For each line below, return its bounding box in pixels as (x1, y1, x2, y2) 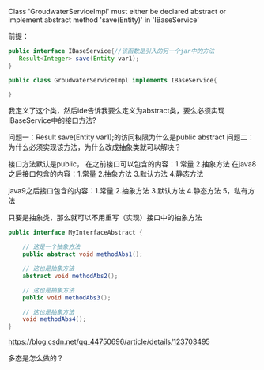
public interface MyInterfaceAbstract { (8, 229, 144, 237)
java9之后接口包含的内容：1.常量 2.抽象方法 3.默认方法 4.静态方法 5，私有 (8, 186, 248, 196)
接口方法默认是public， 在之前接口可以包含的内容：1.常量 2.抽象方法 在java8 (8, 159, 257, 169)
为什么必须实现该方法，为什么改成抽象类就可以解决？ (8, 143, 182, 152)
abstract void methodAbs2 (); (22, 272, 119, 280)
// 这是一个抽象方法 (22, 243, 81, 251)
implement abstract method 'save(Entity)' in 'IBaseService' (8, 15, 200, 25)
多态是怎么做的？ (8, 353, 64, 363)
